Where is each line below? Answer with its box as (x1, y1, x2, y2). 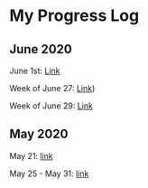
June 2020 (9, 42, 72, 57)
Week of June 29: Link (9, 100, 93, 111)
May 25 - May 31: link (9, 168, 89, 179)
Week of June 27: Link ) (9, 83, 96, 93)
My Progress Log (9, 5, 140, 26)
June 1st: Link (9, 65, 60, 76)
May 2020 (9, 127, 69, 142)
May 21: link (9, 150, 54, 161)
